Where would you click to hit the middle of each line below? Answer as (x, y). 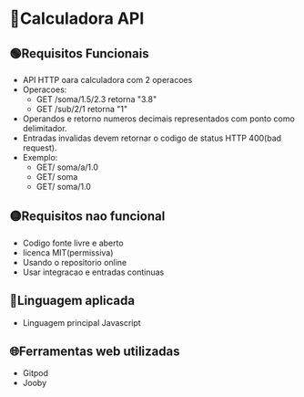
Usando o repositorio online (75, 262)
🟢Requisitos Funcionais (80, 53)
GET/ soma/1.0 (63, 187)
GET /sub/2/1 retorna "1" (82, 109)
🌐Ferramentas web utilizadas (95, 352)
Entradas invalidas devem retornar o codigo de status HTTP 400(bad (152, 138)
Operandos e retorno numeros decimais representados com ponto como (159, 119)
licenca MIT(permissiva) (68, 252)
